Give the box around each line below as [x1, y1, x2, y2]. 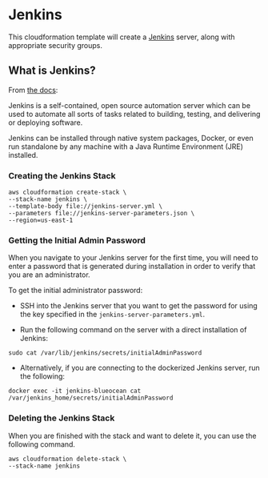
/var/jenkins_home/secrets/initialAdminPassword [8, 394, 174, 402]
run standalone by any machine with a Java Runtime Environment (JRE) [8, 142, 244, 151]
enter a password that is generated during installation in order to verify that [8, 262, 256, 271]
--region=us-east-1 [8, 216, 74, 225]
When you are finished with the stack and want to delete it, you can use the [8, 431, 257, 440]
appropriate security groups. [8, 40, 102, 50]
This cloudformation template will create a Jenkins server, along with [8, 32, 235, 42]
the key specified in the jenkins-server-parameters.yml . [19, 310, 206, 319]
